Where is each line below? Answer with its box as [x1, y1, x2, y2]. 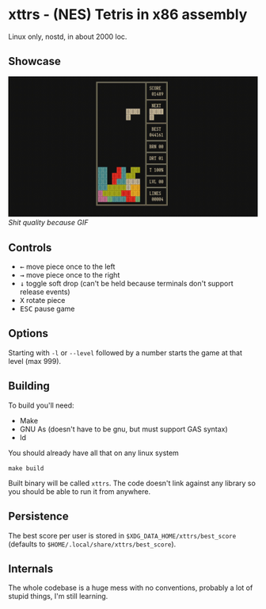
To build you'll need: [8, 400, 74, 410]
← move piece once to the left [19, 262, 116, 271]
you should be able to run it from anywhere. [8, 486, 151, 496]
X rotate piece [19, 296, 66, 305]
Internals [8, 561, 54, 576]
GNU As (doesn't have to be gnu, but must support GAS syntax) [19, 424, 228, 434]
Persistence [8, 510, 69, 523]
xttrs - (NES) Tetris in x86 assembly [8, 6, 248, 24]
